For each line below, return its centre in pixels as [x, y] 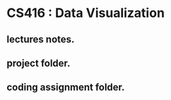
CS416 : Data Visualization [86, 13]
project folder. [39, 63]
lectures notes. [41, 39]
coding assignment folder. [66, 88]
